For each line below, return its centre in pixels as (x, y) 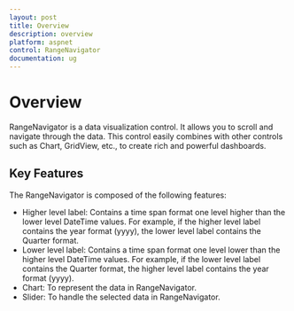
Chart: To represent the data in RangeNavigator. (109, 287)
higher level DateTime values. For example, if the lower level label (141, 259)
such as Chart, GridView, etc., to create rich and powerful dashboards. (138, 145)
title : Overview (39, 26)
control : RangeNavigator (55, 51)
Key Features (46, 174)
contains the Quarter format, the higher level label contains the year (146, 268)
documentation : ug (43, 58)
